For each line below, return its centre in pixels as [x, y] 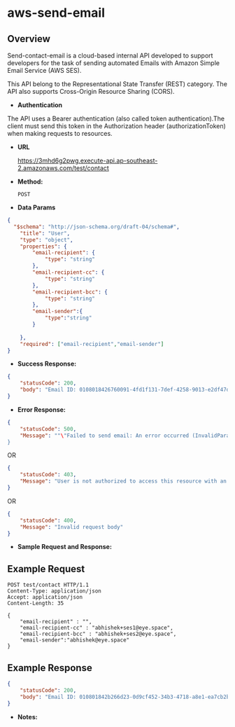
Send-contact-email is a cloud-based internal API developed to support [110, 55]
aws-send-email [56, 13]
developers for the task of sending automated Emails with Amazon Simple [114, 63]
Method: [30, 181]
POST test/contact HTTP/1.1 [48, 585]
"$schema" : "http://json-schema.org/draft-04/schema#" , [97, 227]
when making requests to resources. [60, 133]
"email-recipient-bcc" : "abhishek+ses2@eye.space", [98, 634]
